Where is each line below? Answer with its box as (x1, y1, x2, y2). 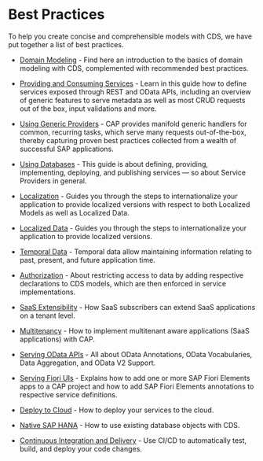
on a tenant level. (19, 311, 76, 320)
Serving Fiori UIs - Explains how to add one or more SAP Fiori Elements (19, 373, 250, 382)
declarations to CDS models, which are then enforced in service (19, 278, 226, 288)
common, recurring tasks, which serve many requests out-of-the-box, (19, 127, 247, 137)
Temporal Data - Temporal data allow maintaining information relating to (19, 246, 253, 256)
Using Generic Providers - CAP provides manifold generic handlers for (19, 119, 247, 128)
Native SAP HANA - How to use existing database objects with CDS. (19, 420, 240, 430)
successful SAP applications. (19, 144, 114, 153)
